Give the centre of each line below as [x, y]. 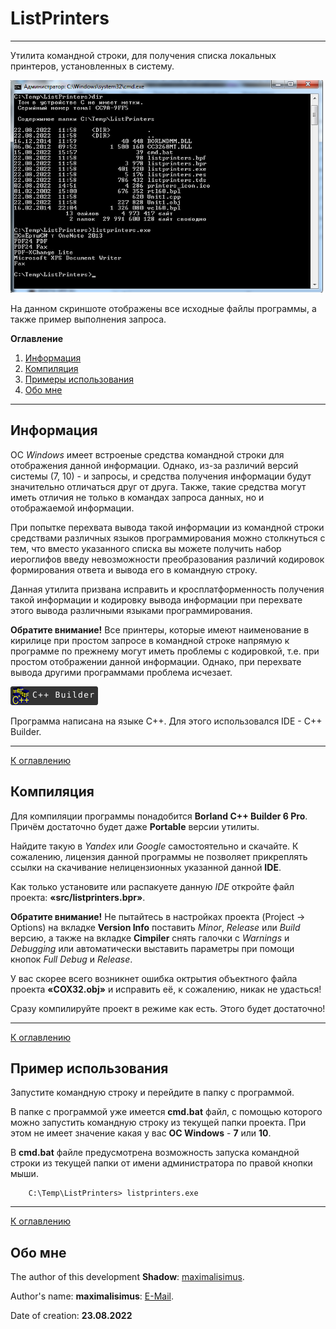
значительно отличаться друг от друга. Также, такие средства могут [158, 486]
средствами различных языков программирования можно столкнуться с [168, 538]
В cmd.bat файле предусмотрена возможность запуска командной [155, 1153]
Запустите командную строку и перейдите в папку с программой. [152, 1093]
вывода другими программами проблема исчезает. [121, 672]
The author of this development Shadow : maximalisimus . [127, 1277]
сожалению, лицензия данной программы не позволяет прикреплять [159, 856]
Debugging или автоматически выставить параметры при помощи [152, 948]
